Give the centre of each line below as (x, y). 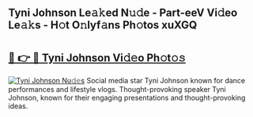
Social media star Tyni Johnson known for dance (166, 80)
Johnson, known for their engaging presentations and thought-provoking (127, 98)
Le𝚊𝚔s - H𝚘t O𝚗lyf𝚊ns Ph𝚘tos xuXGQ (103, 26)
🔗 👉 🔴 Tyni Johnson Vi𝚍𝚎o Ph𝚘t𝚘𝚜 (97, 58)
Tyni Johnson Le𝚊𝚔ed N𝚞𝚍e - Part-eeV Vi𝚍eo (123, 13)
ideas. (18, 106)
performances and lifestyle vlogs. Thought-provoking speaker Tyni (117, 89)
